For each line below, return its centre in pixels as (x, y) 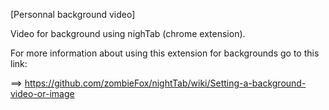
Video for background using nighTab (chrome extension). (128, 33)
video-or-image (42, 93)
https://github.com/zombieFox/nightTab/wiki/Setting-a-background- (165, 83)
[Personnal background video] (73, 14)
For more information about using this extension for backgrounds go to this (165, 53)
